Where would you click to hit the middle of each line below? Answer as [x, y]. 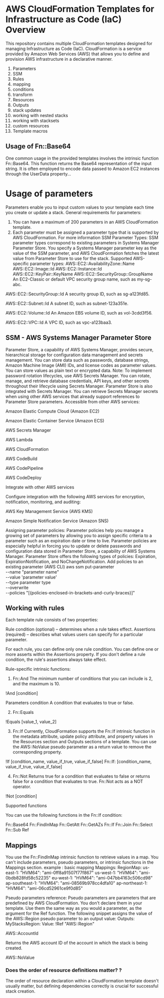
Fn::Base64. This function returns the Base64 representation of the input [79, 163]
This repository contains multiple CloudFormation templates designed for [79, 43]
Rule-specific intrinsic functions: [38, 669]
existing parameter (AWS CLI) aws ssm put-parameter [60, 566]
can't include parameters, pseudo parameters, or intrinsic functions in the [80, 862]
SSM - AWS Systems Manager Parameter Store [79, 338]
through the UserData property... [38, 174]
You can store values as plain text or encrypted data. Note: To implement [79, 370]
